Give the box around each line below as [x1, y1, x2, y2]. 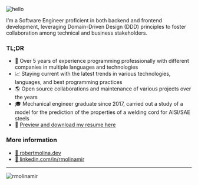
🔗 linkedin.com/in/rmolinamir [14, 156, 85, 163]
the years [14, 94, 38, 101]
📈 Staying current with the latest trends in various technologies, [14, 70, 171, 78]
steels [14, 115, 29, 122]
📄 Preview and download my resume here [14, 121, 116, 129]
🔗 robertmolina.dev [14, 149, 62, 156]
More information [6, 136, 57, 144]
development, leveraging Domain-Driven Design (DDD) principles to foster [6, 23, 187, 30]
